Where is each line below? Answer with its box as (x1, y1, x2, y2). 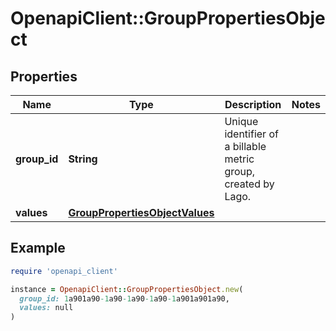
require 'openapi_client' (10, 266, 118, 276)
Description (224, 98, 282, 111)
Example (10, 240, 66, 257)
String (68, 152, 98, 166)
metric (224, 152, 255, 166)
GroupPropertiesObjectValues (68, 206, 215, 219)
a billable (224, 140, 267, 153)
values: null (19, 303, 74, 313)
